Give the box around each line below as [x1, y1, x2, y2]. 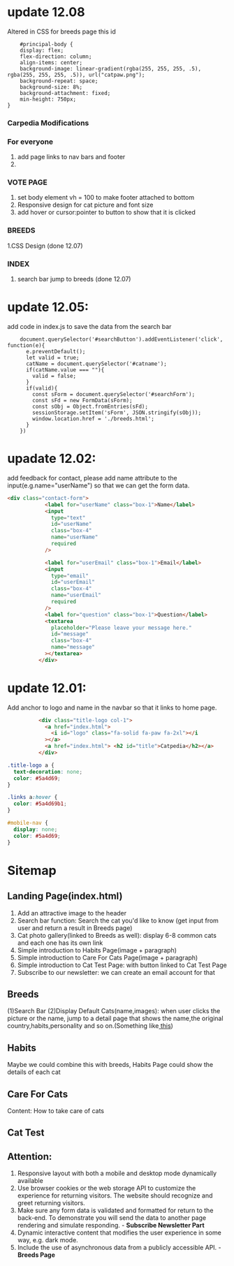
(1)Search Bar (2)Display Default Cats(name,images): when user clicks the [7, 1007, 221, 1015]
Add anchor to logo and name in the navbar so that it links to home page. [7, 703, 217, 712]
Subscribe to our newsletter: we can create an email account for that [17, 968, 215, 976]
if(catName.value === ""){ [25, 366, 105, 374]
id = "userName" [51, 521, 92, 528]
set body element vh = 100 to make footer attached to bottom [17, 193, 194, 202]
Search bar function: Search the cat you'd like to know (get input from [17, 916, 219, 925]
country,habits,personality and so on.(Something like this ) [7, 1022, 173, 1030]
